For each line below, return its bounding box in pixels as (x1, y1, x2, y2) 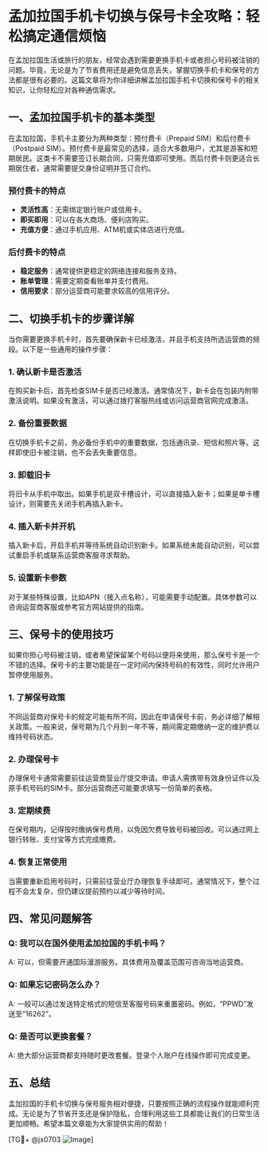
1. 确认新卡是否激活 (8, 366, 82, 377)
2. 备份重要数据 (8, 418, 68, 429)
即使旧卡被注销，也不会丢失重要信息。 (14, 448, 141, 457)
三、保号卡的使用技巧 (8, 628, 113, 641)
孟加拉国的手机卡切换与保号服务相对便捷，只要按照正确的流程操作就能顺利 (8, 1099, 253, 1108)
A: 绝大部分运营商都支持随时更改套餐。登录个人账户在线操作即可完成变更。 (8, 1050, 255, 1059)
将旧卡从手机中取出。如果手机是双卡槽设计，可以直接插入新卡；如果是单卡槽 (8, 489, 260, 499)
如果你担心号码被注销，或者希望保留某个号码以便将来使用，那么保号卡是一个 (8, 650, 260, 660)
